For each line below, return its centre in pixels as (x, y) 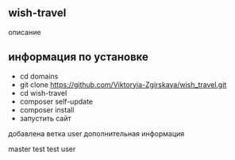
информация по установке (79, 57)
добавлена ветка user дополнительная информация (96, 133)
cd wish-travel (43, 93)
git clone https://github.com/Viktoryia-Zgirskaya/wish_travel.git (123, 84)
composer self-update (56, 101)
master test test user (42, 149)
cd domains (39, 76)
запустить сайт (45, 118)
